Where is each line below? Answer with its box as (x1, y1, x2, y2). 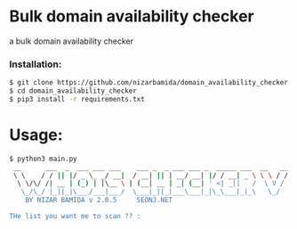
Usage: (9, 125, 64, 145)
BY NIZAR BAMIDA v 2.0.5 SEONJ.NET (25, 196, 173, 205)
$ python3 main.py (9, 154, 77, 163)
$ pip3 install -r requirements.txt (9, 94, 145, 103)
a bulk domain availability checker (9, 36, 133, 46)
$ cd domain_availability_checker (9, 86, 138, 95)
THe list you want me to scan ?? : (9, 212, 141, 221)
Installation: (9, 58, 62, 70)
